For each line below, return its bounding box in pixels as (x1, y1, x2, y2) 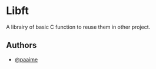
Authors (6, 40, 37, 50)
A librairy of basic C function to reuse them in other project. (6, 23, 151, 30)
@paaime (14, 56, 38, 63)
